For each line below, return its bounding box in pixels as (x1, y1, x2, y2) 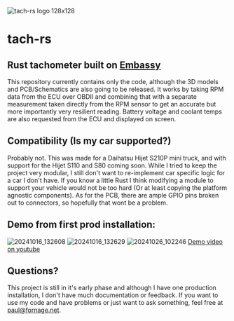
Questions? (7, 265, 59, 277)
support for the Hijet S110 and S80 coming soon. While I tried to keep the (7, 161, 217, 170)
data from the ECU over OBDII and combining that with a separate (7, 93, 198, 101)
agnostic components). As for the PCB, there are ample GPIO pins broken (7, 191, 219, 199)
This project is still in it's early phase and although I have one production (7, 284, 217, 292)
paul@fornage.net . (7, 306, 62, 315)
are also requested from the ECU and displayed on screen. (7, 115, 177, 123)
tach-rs (7, 32, 52, 47)
